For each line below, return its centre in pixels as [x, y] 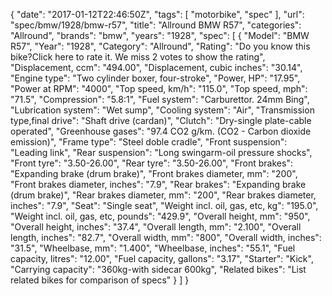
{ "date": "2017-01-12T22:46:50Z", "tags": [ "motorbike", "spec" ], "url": [157, 14]
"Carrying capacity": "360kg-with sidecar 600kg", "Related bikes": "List [158, 269]
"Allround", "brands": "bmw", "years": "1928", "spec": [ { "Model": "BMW [160, 35]
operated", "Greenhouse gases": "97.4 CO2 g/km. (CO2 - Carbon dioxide [161, 131]
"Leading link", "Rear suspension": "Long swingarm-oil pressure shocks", [161, 152]
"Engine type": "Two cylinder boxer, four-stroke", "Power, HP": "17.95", [155, 78]
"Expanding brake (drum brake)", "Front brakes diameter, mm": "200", [154, 173]
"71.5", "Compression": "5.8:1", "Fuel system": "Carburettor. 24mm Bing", [160, 99]
